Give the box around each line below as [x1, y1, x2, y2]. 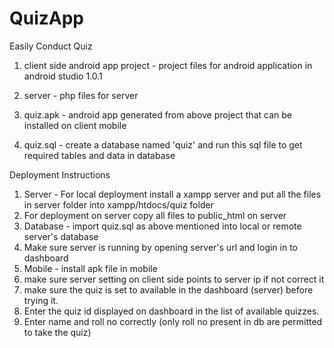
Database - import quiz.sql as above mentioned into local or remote [23, 220, 302, 232]
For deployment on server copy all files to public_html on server [23, 209, 287, 221]
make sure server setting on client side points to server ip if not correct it [23, 273, 325, 285]
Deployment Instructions [9, 168, 111, 181]
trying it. [23, 294, 59, 306]
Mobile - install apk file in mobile [23, 262, 158, 274]
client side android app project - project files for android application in [23, 59, 313, 71]
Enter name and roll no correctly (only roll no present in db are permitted [23, 315, 323, 327]
